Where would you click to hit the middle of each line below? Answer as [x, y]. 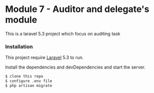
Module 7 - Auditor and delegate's [77, 9]
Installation [19, 46]
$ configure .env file [29, 81]
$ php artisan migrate [29, 85]
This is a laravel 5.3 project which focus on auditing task [63, 33]
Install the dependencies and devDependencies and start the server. [76, 67]
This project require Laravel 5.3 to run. [44, 57]
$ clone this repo [24, 76]
